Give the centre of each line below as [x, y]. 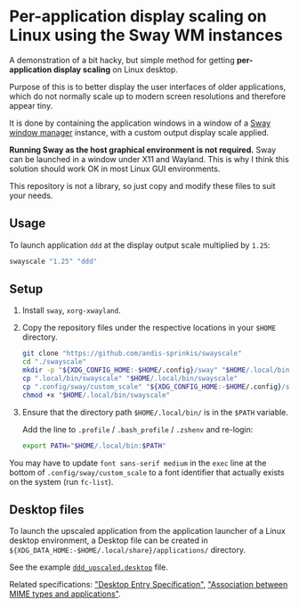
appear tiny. [31, 105]
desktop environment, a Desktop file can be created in [109, 540]
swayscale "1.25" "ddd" [53, 261]
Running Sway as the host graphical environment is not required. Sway [143, 150]
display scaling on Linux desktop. [115, 70]
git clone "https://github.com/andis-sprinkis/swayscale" [132, 354]
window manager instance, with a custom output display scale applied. [139, 132]
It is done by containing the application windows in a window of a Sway [140, 123]
